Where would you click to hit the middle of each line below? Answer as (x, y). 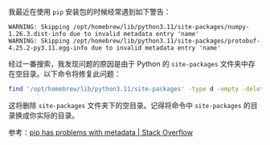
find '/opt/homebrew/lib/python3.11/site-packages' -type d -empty (124, 89)
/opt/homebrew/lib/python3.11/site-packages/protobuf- (167, 41)
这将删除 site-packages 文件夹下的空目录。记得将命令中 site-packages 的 (129, 105)
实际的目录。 (57, 115)
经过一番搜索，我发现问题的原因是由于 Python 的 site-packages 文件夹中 (129, 64)
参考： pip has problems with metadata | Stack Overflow (100, 132)
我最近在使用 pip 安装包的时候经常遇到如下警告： (90, 12)
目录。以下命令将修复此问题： (72, 74)
